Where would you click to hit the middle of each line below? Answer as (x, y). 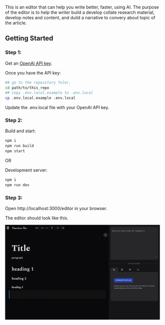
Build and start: (20, 131)
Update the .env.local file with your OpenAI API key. (57, 108)
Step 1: (13, 52)
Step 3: (14, 198)
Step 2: (14, 121)
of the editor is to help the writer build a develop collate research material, (80, 12)
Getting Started (29, 38)
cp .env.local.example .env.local (41, 98)
